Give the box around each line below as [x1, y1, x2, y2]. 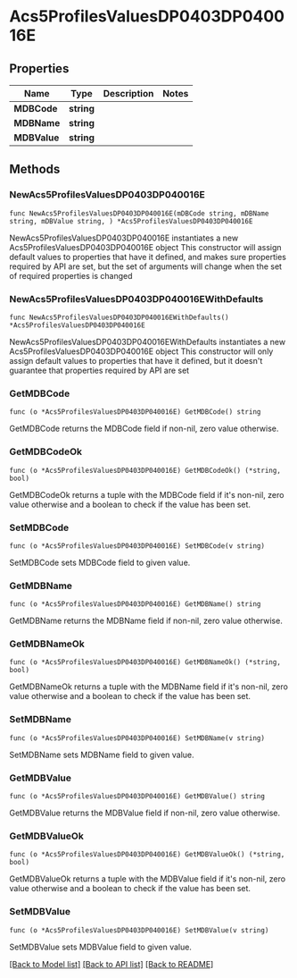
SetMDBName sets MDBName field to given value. [9, 749, 194, 760]
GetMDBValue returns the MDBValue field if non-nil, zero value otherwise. [9, 807, 281, 819]
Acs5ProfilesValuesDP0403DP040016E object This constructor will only [9, 346, 274, 357]
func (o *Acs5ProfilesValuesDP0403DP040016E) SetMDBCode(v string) [9, 541, 266, 551]
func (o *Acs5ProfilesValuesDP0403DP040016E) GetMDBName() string [9, 600, 261, 609]
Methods [9, 162, 61, 177]
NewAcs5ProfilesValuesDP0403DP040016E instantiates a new [9, 232, 239, 243]
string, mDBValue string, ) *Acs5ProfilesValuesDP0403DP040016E [9, 216, 253, 225]
